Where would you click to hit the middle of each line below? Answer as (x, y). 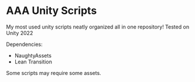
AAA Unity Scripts (52, 11)
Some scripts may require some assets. (54, 73)
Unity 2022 (20, 33)
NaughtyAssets (33, 55)
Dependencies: (24, 44)
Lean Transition (33, 62)
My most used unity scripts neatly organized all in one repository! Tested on (97, 27)
